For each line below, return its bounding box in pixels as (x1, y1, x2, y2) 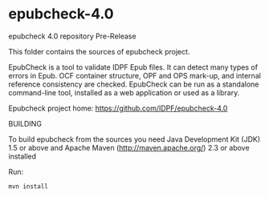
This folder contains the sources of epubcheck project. (8, 46, 190, 56)
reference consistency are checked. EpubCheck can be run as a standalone (8, 79, 259, 89)
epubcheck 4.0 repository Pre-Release (8, 31, 137, 41)
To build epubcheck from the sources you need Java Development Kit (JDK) (8, 134, 261, 144)
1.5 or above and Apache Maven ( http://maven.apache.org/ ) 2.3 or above (8, 143, 251, 152)
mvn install (8, 182, 48, 191)
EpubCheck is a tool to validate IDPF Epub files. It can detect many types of (8, 62, 259, 72)
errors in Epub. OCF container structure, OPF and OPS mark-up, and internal (8, 70, 261, 80)
